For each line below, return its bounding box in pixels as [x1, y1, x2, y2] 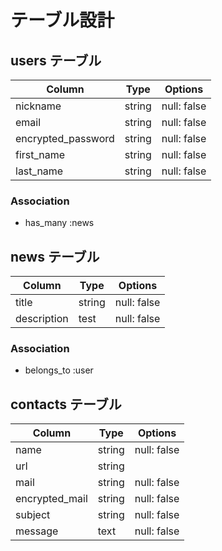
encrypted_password [15, 132, 115, 145]
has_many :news [24, 217, 95, 229]
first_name [15, 148, 66, 161]
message [15, 524, 59, 538]
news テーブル [10, 248, 100, 265]
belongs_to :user [24, 364, 94, 376]
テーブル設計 [10, 9, 115, 32]
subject [15, 508, 51, 522]
